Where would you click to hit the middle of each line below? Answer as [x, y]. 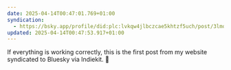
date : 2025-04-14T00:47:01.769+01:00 [61, 13]
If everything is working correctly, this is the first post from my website [107, 52]
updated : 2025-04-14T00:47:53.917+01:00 [66, 33]
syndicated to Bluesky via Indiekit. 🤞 [58, 60]
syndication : [26, 20]
